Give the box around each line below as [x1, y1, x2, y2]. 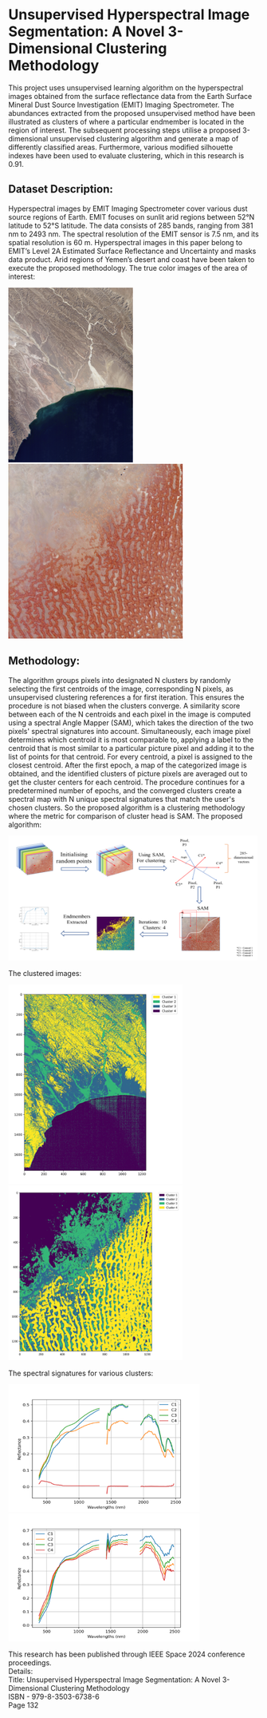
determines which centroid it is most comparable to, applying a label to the [8, 735, 253, 744]
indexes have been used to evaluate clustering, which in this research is [8, 150, 245, 161]
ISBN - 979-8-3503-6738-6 [8, 1692, 100, 1701]
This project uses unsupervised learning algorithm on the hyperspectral [8, 82, 244, 93]
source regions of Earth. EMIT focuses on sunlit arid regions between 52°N [8, 212, 255, 221]
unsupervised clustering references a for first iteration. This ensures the [8, 692, 245, 702]
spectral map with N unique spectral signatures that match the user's [8, 794, 235, 803]
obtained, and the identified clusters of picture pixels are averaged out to [8, 768, 248, 778]
